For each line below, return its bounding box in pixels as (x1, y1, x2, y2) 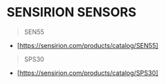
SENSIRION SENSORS (6, 4, 136, 20)
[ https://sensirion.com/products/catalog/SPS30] (16, 68, 159, 77)
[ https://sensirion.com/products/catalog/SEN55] (16, 41, 159, 49)
